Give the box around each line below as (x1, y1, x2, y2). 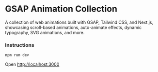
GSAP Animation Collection (5, 3, 118, 14)
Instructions (5, 42, 35, 48)
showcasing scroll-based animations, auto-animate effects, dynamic (5, 24, 142, 30)
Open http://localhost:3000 (5, 61, 60, 67)
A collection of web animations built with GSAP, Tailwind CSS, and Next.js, (5, 19, 154, 25)
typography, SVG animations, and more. (5, 29, 85, 35)
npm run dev (5, 53, 29, 58)
